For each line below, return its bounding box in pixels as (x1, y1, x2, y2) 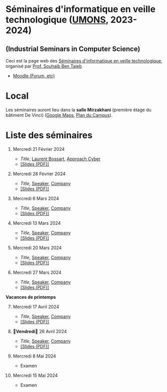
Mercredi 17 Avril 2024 (12, 304, 59, 310)
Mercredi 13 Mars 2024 (12, 220, 61, 226)
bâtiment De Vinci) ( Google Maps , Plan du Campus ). (5, 112, 113, 118)
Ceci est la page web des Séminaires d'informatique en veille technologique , (5, 58, 163, 63)
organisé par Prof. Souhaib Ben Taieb (5, 63, 82, 69)
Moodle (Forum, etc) (12, 73, 55, 78)
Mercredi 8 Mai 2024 (12, 353, 56, 359)
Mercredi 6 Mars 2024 (12, 195, 59, 201)
